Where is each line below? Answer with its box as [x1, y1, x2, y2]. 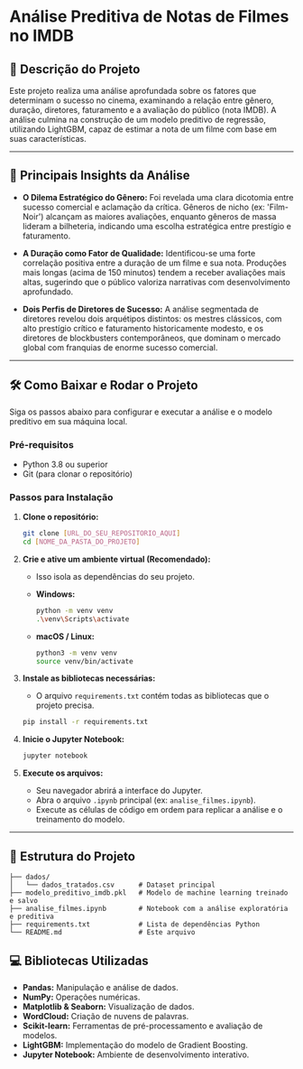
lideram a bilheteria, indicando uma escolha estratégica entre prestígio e [22, 220, 291, 231]
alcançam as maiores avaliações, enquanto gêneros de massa [45, 210, 277, 222]
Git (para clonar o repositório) [22, 468, 133, 479]
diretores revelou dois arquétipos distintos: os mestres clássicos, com [22, 313, 282, 324]
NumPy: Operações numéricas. [22, 991, 141, 1002]
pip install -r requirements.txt [22, 718, 149, 727]
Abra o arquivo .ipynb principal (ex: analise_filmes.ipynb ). [35, 795, 256, 805]
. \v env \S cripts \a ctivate [35, 614, 130, 624]
